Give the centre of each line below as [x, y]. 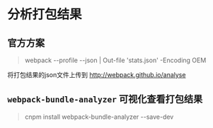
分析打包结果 [45, 14]
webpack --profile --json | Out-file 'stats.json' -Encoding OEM [115, 60]
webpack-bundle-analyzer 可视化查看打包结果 [105, 99]
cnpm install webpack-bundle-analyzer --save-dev [99, 117]
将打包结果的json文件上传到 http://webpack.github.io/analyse [97, 75]
